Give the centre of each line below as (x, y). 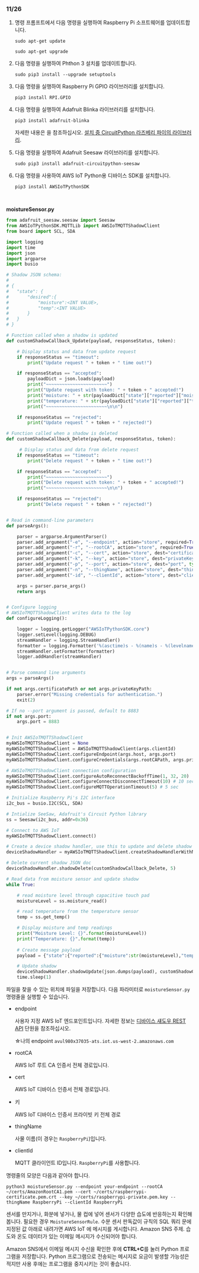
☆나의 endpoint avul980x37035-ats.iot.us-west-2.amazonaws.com (94, 1041)
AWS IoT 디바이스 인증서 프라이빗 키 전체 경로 (68, 1115)
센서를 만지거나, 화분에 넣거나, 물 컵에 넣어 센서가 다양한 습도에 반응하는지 (91, 1214)
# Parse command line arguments (46, 673)
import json (21, 253)
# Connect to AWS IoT (33, 830)
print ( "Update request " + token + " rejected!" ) (90, 423)
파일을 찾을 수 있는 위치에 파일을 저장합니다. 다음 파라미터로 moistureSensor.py (98, 990)
